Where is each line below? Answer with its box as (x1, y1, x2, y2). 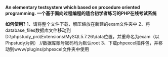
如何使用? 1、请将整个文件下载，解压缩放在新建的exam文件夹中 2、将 (5, 21, 150, 27)
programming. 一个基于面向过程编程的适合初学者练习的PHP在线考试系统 (5, 10, 157, 16)
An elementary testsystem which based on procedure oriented (5, 5, 140, 10)
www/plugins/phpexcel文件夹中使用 (14, 46, 90, 52)
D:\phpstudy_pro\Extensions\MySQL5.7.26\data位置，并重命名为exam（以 (5, 34, 159, 39)
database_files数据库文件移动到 (5, 27, 71, 33)
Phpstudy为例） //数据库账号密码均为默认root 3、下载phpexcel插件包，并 (5, 40, 158, 46)
